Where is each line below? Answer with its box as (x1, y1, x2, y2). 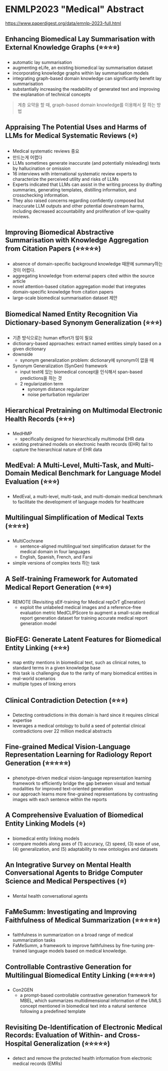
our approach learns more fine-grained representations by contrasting (12, 791, 158, 797)
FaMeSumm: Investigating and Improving (5, 907, 137, 916)
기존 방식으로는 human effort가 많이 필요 (12, 335, 93, 341)
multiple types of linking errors (12, 681, 76, 687)
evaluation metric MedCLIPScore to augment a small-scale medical (20, 610, 159, 616)
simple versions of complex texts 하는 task (12, 560, 100, 566)
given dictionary (12, 346, 46, 352)
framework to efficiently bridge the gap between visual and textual (12, 780, 150, 786)
